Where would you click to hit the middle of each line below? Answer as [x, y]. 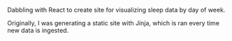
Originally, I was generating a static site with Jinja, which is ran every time [114, 23]
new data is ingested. [38, 30]
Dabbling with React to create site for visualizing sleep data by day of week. [116, 10]
